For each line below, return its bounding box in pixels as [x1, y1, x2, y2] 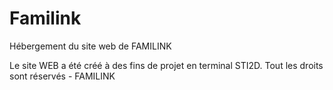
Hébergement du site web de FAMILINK [9, 40, 172, 52]
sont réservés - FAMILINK [9, 70, 116, 82]
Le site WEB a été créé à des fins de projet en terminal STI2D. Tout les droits [9, 59, 324, 71]
